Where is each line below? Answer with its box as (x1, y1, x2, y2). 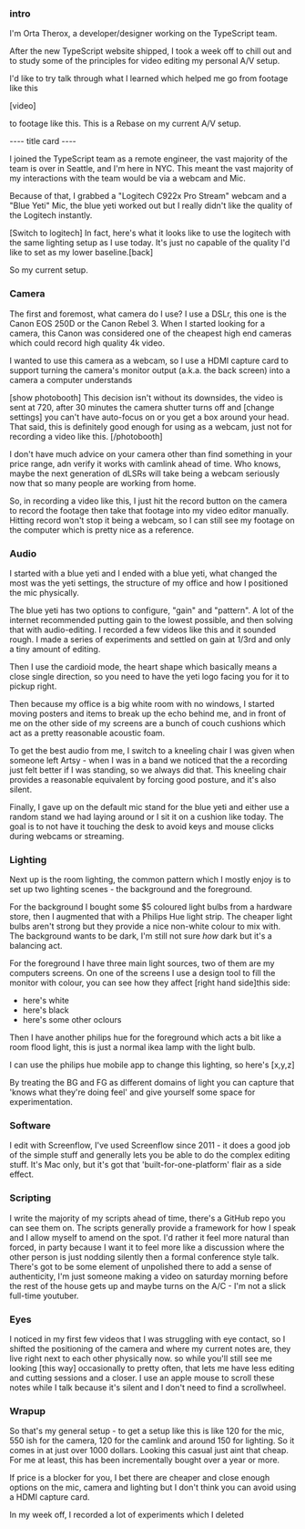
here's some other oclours (22, 1014, 122, 1025)
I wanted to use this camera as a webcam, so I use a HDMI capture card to (9, 355, 289, 366)
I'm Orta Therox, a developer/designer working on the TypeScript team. (9, 28, 278, 39)
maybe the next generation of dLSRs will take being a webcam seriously (9, 468, 280, 479)
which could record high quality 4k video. (9, 337, 166, 348)
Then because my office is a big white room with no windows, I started (9, 698, 275, 709)
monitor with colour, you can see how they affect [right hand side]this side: (9, 977, 291, 988)
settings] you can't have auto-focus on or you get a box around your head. (9, 411, 290, 422)
